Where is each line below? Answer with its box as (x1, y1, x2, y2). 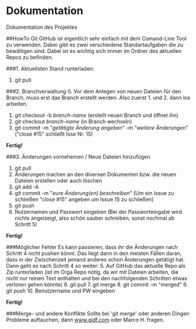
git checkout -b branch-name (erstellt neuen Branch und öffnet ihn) (14, 112, 179, 119)
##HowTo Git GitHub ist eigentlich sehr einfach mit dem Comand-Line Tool (6, 35, 187, 42)
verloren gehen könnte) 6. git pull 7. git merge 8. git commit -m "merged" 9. (6, 281, 188, 288)
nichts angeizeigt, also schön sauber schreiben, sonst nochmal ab (14, 214, 175, 221)
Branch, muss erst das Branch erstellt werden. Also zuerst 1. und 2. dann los (6, 94, 191, 101)
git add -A (14, 183, 39, 190)
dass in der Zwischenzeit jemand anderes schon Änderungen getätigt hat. (6, 256, 185, 263)
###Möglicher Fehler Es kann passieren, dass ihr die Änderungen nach (6, 243, 178, 250)
